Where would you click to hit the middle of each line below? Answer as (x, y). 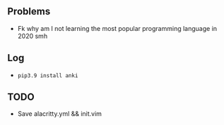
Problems (29, 12)
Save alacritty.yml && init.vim (60, 114)
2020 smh (33, 36)
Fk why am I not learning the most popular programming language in (117, 28)
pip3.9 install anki (48, 75)
